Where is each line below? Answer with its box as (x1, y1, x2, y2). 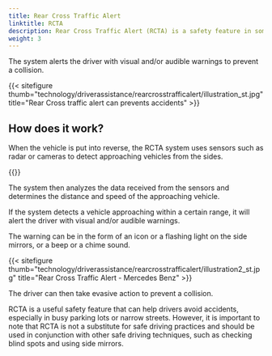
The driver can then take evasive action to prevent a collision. (8, 289, 214, 299)
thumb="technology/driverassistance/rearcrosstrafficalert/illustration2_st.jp (8, 265, 261, 274)
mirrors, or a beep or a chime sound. (8, 240, 131, 250)
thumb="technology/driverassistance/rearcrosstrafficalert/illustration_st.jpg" (8, 90, 264, 100)
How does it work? (8, 121, 104, 135)
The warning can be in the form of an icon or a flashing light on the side (8, 231, 248, 241)
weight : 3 (8, 34, 42, 43)
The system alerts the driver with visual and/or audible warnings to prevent (8, 57, 259, 66)
